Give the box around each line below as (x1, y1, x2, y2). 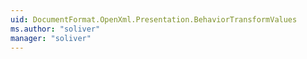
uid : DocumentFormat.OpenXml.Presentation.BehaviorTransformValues (10, 14, 298, 25)
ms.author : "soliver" (10, 24, 101, 34)
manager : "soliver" (10, 33, 92, 43)
